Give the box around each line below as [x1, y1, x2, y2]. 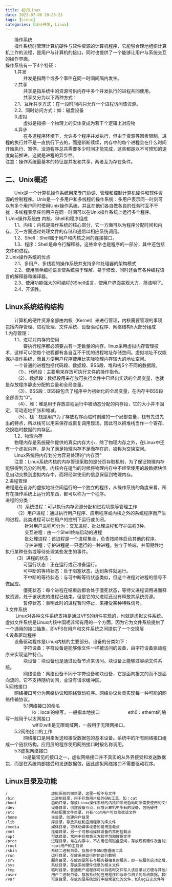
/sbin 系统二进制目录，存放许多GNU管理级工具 [5, 848, 123, 854]
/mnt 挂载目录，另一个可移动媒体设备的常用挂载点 [5, 829, 132, 834]
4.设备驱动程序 [5, 632, 37, 638]
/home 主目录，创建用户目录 [5, 815, 90, 820]
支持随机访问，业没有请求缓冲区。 [32, 677, 104, 683]
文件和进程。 [5, 248, 32, 254]
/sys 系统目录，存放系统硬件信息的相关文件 [5, 862, 120, 867]
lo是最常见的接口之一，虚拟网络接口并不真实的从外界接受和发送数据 [23, 754, 166, 760]
